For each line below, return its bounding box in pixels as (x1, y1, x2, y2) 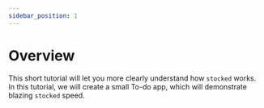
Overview (8, 46, 75, 64)
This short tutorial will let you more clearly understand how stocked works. (8, 73, 257, 83)
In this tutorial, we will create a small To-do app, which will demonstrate (8, 81, 247, 91)
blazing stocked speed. (8, 90, 85, 100)
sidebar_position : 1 (8, 11, 79, 20)
